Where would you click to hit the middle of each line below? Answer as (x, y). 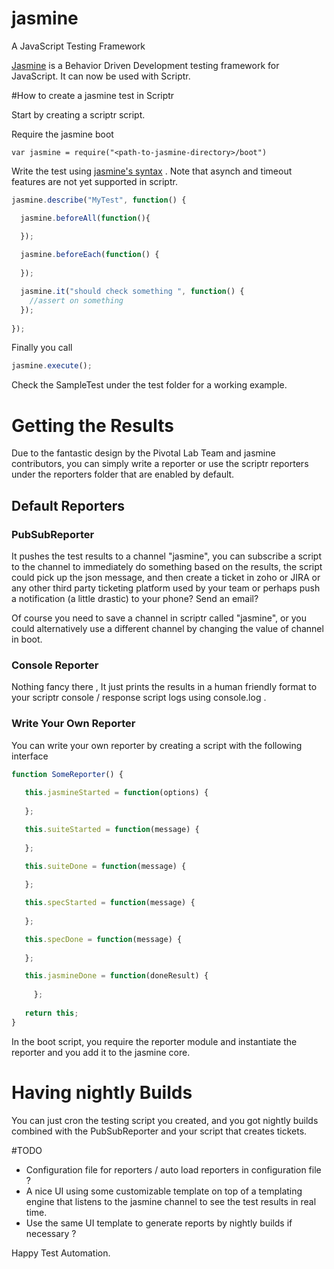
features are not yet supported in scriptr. (94, 181)
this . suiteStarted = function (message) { (112, 829)
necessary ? (51, 1233)
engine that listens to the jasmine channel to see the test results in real (171, 1201)
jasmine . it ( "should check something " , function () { (132, 292)
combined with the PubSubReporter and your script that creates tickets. (159, 1131)
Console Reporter (55, 665)
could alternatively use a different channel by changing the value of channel (167, 628)
